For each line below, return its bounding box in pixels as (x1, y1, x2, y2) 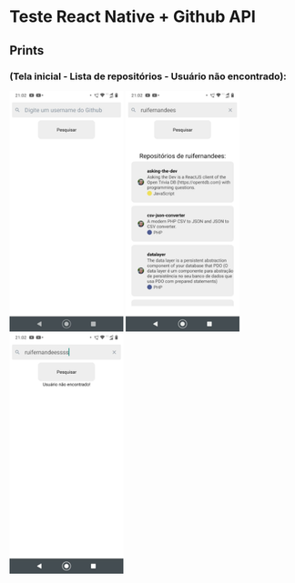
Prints (9, 43, 45, 58)
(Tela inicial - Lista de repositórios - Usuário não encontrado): (9, 70, 287, 83)
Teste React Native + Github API (9, 6, 257, 27)
